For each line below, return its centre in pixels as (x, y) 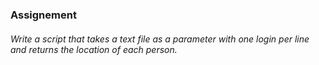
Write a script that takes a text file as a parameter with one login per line (160, 39)
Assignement (43, 15)
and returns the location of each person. (94, 49)
